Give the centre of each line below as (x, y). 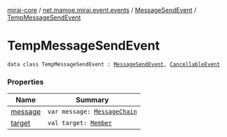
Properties (25, 82)
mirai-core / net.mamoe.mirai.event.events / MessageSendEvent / (102, 10)
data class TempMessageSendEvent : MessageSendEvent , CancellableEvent (113, 64)
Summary (93, 100)
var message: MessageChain (93, 112)
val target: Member (80, 123)
